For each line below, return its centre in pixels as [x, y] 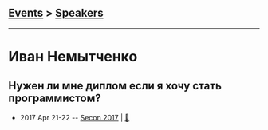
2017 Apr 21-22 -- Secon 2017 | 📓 [75, 117]
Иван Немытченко [73, 57]
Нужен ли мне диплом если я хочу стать [115, 86]
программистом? [55, 98]
